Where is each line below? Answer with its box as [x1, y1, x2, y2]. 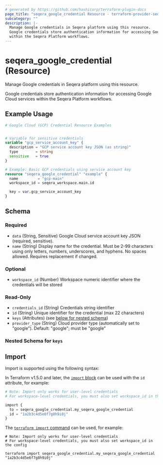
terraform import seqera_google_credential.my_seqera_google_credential [5, 451, 155, 456]
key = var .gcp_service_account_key [9, 190, 81, 194]
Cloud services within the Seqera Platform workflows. [5, 96, 113, 102]
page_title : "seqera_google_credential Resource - [5, 12, 110, 16]
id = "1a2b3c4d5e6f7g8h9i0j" [9, 412, 68, 417]
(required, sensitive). [12, 238, 54, 244]
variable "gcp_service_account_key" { [5, 140, 83, 145]
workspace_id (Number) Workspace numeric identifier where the [12, 276, 141, 282]
